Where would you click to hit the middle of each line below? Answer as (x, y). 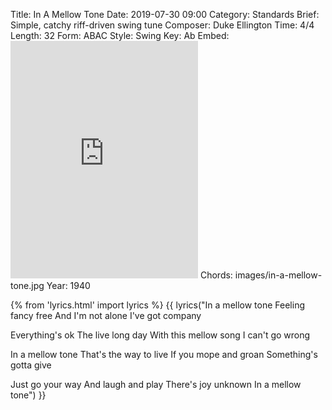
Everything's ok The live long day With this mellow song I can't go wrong (160, 335)
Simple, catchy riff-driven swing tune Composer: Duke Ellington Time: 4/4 (162, 25)
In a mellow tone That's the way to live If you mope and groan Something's (164, 354)
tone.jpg (27, 285)
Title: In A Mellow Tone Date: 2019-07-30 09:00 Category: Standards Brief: (165, 14)
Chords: (216, 275)
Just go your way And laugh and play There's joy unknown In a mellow (156, 384)
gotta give (31, 365)
